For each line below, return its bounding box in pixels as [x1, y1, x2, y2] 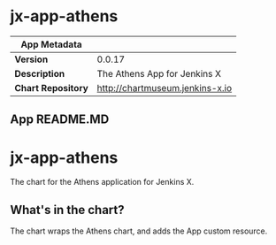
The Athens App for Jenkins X [96, 67, 222, 80]
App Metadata [20, 38, 82, 50]
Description [14, 67, 65, 80]
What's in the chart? [10, 202, 125, 218]
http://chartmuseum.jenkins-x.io [96, 81, 233, 94]
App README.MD [10, 112, 110, 127]
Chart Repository [14, 81, 89, 94]
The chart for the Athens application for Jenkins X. [10, 177, 195, 188]
